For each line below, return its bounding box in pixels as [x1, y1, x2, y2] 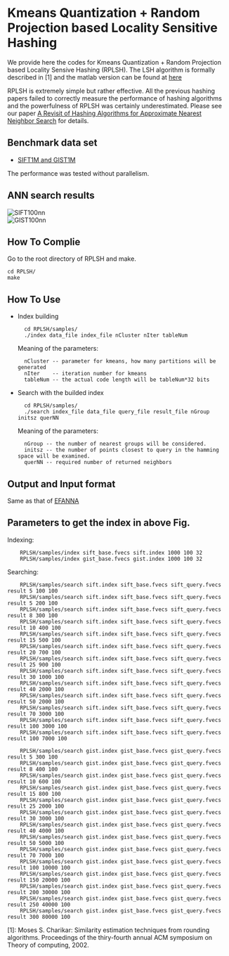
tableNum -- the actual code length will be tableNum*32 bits [24, 376, 210, 384]
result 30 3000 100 [7, 815, 65, 822]
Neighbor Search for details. [7, 116, 89, 124]
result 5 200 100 [7, 600, 58, 607]
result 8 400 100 [7, 766, 58, 773]
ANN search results [7, 190, 95, 202]
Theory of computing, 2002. [7, 941, 89, 949]
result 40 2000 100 [7, 685, 65, 693]
